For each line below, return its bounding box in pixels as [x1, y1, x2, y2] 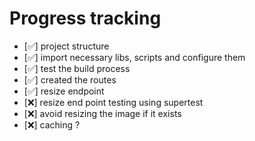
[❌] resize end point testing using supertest [23, 96, 204, 108]
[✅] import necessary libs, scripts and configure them [23, 51, 246, 63]
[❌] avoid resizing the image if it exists [23, 107, 182, 119]
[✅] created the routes [23, 73, 117, 86]
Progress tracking [9, 7, 162, 30]
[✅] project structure [23, 40, 110, 52]
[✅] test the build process [23, 62, 131, 74]
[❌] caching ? [23, 118, 81, 131]
